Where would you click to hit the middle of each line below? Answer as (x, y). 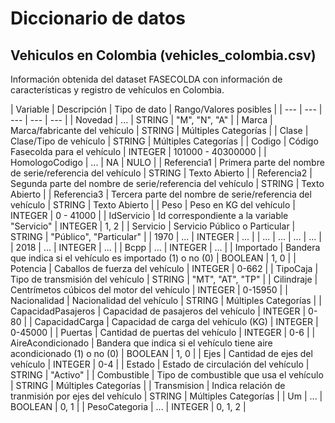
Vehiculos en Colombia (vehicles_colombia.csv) (163, 55)
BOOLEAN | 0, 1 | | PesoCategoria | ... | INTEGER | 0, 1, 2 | (128, 406)
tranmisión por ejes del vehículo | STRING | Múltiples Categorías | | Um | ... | (166, 396)
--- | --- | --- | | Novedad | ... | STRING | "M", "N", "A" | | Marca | (141, 120)
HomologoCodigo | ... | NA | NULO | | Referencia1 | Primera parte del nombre (167, 162)
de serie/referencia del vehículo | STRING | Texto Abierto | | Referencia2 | (161, 173)
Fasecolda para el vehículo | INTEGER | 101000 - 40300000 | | (138, 151)
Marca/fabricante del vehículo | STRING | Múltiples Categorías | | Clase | (159, 130)
